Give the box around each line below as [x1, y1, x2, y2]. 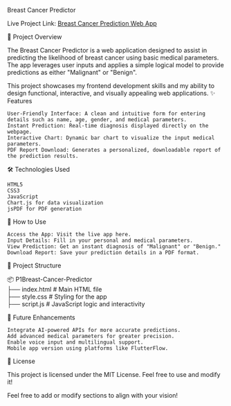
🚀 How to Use [7, 218, 46, 226]
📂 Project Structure [7, 261, 62, 270]
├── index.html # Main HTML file [7, 285, 102, 293]
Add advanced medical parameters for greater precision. [7, 333, 175, 339]
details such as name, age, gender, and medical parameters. [7, 116, 187, 123]
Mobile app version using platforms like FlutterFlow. [7, 345, 169, 352]
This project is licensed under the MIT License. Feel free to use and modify [7, 371, 221, 378]
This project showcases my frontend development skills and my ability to [7, 82, 215, 89]
